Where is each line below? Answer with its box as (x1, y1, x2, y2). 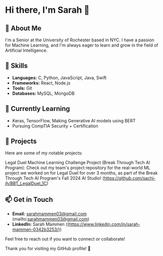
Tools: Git (12, 85, 32, 91)
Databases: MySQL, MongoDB (12, 90, 75, 96)
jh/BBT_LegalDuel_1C (5, 180, 47, 186)
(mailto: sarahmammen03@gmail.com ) (12, 216, 90, 222)
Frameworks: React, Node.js (12, 80, 71, 85)
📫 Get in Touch (5, 195, 53, 203)
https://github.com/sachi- (104, 175, 156, 181)
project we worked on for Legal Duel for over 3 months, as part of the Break (5, 170, 158, 176)
